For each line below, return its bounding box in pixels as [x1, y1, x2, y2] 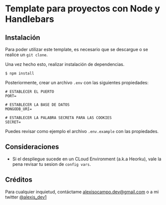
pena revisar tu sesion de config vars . [12, 161, 91, 167]
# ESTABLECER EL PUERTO [5, 89, 55, 94]
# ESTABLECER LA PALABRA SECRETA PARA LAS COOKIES [5, 115, 112, 120]
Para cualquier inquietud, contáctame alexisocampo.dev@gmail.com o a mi [5, 189, 159, 195]
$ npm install [5, 71, 35, 76]
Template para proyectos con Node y [5, 3, 160, 14]
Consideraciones [5, 142, 59, 151]
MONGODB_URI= [5, 107, 32, 112]
